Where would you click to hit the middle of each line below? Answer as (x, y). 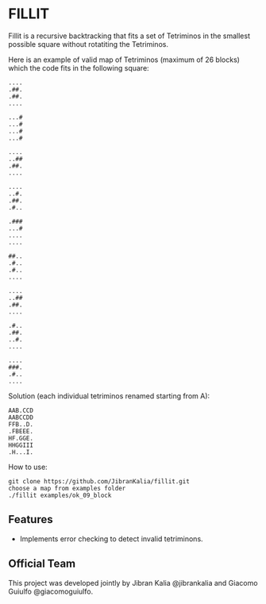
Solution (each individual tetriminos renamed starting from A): (109, 396)
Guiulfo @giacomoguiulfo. (51, 591)
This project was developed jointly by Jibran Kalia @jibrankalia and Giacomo (133, 583)
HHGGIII (21, 445)
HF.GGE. (21, 438)
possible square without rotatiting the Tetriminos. (89, 44)
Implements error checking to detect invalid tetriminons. (112, 539)
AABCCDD (21, 417)
